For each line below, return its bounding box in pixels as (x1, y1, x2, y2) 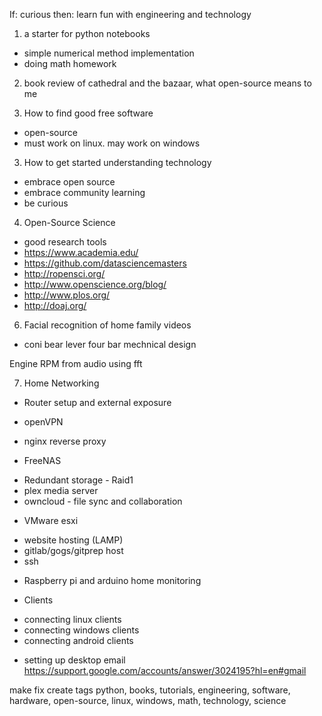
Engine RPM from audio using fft (9, 358, 143, 369)
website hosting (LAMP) (23, 534, 124, 546)
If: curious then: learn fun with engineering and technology (9, 9, 252, 20)
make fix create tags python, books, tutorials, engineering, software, (9, 684, 291, 696)
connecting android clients (23, 635, 134, 646)
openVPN (23, 416, 64, 428)
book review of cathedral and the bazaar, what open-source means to (23, 77, 312, 89)
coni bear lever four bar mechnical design (23, 339, 197, 350)
